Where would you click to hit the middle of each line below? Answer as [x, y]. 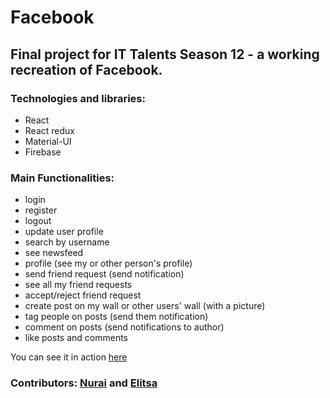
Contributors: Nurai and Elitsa [84, 383]
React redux [49, 130]
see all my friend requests [78, 285]
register [41, 210]
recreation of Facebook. [86, 69]
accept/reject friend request [83, 295]
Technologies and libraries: [78, 98]
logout [38, 221]
